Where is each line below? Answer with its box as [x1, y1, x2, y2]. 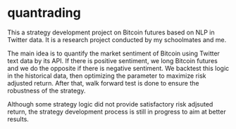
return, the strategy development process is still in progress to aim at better [7, 107, 227, 116]
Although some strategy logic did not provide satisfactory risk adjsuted [7, 100, 213, 108]
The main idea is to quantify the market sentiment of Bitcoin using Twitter [7, 49, 221, 57]
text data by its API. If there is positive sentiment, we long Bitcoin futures [7, 56, 218, 64]
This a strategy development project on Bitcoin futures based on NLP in [7, 28, 215, 36]
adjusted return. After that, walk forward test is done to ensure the [7, 79, 199, 87]
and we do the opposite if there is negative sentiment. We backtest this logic [7, 64, 230, 72]
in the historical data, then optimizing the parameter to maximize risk [7, 72, 206, 80]
